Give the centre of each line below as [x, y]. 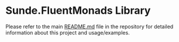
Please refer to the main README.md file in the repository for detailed [89, 26]
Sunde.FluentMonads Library [78, 11]
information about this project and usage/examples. [68, 32]
